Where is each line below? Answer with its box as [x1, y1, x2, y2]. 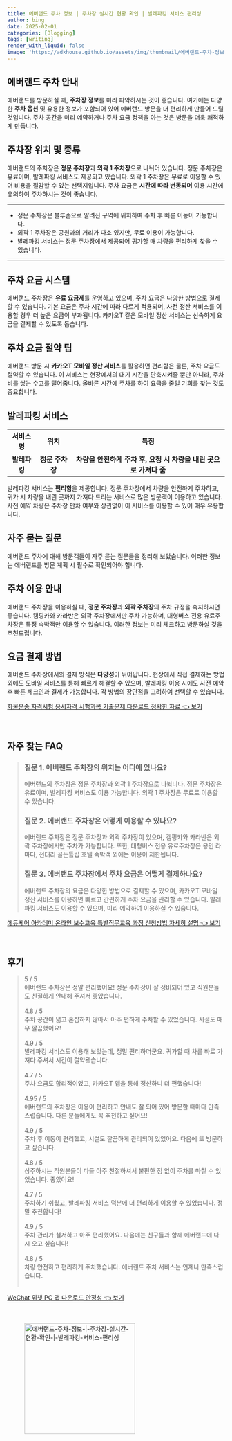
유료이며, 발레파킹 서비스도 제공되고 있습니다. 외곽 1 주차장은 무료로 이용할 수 [7, 172, 214, 181]
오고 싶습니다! [31, 1239, 69, 1248]
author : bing [7, 17, 45, 24]
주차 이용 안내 [7, 583, 62, 595]
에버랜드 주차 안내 [7, 76, 79, 88]
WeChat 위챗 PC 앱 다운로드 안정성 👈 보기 [7, 1294, 124, 1302]
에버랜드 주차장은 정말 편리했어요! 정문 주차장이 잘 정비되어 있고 [23, 983, 195, 992]
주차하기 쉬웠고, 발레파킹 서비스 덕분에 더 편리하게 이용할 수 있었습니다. [23, 1199, 216, 1207]
